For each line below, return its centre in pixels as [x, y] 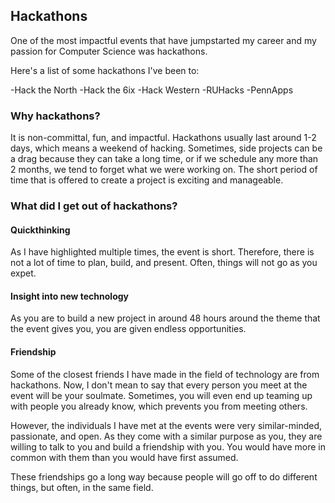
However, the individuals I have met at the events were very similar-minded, [166, 425]
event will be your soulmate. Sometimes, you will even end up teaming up [161, 395]
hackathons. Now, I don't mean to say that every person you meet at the [159, 385]
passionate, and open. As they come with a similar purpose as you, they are [166, 436]
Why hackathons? [55, 116]
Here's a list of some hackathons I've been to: [105, 70]
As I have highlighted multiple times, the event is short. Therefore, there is [162, 252]
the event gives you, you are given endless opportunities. [128, 329]
